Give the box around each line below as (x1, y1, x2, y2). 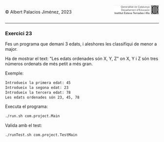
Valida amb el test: (5, 122, 42, 128)
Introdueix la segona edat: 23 (5, 85, 69, 90)
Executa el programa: (5, 103, 48, 109)
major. (5, 46, 18, 52)
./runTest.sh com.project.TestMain (5, 133, 78, 138)
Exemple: (5, 70, 24, 76)
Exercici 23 (5, 30, 32, 37)
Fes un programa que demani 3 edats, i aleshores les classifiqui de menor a (5, 41, 157, 47)
